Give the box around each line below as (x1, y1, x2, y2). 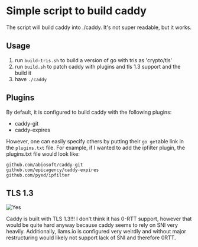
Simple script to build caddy (6, 4, 147, 18)
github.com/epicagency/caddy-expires (6, 167, 99, 173)
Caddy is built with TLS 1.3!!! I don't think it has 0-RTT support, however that (6, 215, 192, 223)
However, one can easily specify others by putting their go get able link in (6, 137, 184, 145)
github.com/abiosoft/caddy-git (6, 162, 83, 168)
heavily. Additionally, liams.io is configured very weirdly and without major (6, 228, 186, 235)
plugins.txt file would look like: (6, 150, 80, 158)
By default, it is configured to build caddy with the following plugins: (6, 108, 172, 116)
